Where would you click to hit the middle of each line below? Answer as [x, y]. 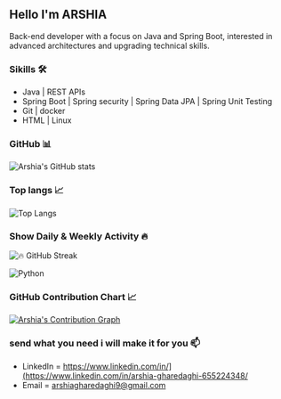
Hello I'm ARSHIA [58, 15]
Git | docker [44, 111]
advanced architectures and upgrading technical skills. [110, 45]
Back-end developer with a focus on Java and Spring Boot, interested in [141, 36]
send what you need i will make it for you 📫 [105, 344]
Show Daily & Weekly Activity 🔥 [79, 236]
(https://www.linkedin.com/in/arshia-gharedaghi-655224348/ [135, 375]
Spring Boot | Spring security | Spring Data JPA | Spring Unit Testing [147, 102]
